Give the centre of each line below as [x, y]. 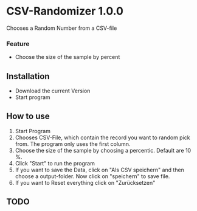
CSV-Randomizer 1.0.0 [65, 11]
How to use [28, 116]
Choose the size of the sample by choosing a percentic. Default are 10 [103, 150]
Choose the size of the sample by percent [67, 57]
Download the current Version [53, 91]
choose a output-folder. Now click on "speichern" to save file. [92, 176]
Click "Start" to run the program [55, 163]
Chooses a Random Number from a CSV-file [62, 28]
